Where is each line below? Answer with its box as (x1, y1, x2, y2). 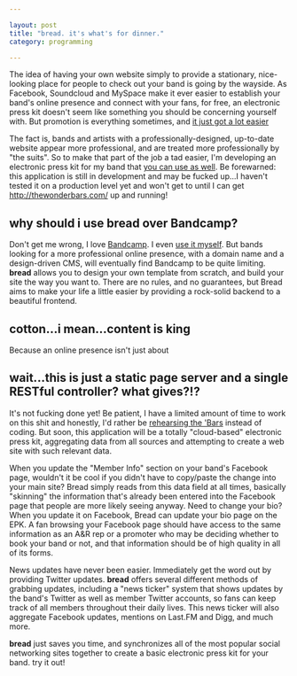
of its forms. (9, 547, 54, 558)
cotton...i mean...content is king (9, 321, 191, 337)
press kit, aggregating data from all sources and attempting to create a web (9, 436, 285, 447)
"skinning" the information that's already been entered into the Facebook (9, 491, 277, 501)
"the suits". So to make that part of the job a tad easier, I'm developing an (9, 152, 277, 163)
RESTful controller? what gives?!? (9, 385, 201, 400)
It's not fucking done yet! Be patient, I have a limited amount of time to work (9, 408, 286, 418)
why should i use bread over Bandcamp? (9, 215, 238, 230)
